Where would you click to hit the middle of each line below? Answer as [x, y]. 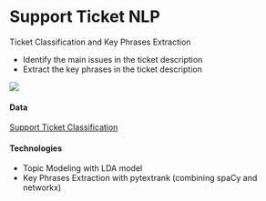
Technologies [36, 148]
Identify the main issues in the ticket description [113, 59]
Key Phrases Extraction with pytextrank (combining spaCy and [140, 178]
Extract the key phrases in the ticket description [112, 69]
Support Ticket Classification [64, 127]
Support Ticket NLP [85, 17]
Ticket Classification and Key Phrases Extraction [100, 42]
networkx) [42, 187]
